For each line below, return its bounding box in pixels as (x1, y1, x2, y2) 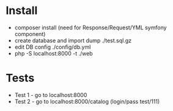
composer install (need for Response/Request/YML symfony (14, 24, 167, 31)
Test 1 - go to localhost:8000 (14, 91, 87, 98)
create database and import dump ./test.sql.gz (14, 37, 132, 44)
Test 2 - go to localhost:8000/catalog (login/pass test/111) (14, 98, 160, 105)
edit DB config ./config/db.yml (14, 43, 91, 51)
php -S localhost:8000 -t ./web (14, 49, 93, 57)
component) (14, 30, 46, 37)
